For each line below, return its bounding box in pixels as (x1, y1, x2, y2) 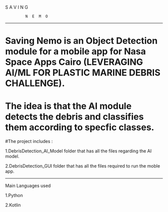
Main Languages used (5, 182, 51, 189)
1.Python (5, 192, 23, 198)
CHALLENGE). (5, 77, 65, 89)
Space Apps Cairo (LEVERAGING (5, 56, 143, 68)
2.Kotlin (5, 202, 21, 208)
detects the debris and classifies (5, 111, 144, 122)
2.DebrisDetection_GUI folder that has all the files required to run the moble (5, 163, 160, 169)
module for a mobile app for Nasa (5, 46, 146, 57)
